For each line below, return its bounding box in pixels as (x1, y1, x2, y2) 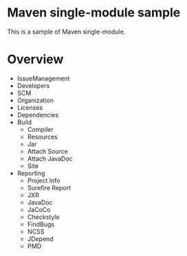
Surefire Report (27, 183, 71, 191)
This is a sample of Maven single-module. (7, 27, 126, 36)
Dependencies (16, 110, 59, 119)
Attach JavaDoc (27, 154, 74, 163)
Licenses (16, 103, 43, 111)
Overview (7, 51, 64, 67)
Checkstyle (27, 213, 60, 221)
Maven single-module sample (7, 5, 181, 21)
